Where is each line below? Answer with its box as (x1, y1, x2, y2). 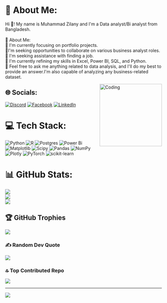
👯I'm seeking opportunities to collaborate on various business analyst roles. (5, 47, 161, 53)
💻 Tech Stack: (5, 120, 67, 131)
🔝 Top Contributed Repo (5, 267, 65, 274)
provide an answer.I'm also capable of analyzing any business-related (5, 68, 149, 74)
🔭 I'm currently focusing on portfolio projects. (5, 42, 98, 48)
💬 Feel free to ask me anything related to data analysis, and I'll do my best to (5, 63, 162, 69)
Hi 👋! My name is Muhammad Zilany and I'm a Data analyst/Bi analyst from (5, 21, 158, 27)
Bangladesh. (5, 26, 31, 32)
